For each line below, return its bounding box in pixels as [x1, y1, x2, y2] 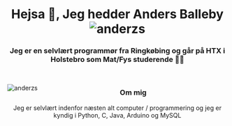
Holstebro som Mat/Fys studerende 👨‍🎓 [50, 55, 184, 65]
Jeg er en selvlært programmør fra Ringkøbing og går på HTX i [9, 46, 226, 56]
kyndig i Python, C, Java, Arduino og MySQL [53, 111, 182, 119]
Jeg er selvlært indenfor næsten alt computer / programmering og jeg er [13, 104, 222, 112]
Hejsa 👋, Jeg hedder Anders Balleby [11, 6, 224, 22]
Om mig [119, 88, 147, 97]
